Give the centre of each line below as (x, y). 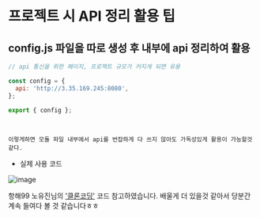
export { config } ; (40, 110)
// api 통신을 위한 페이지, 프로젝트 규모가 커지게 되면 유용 (94, 67)
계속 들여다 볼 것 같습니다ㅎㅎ (54, 206)
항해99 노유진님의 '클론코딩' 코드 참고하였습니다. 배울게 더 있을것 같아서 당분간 (130, 196)
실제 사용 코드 (41, 164)
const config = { (37, 81)
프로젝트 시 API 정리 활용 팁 (92, 16)
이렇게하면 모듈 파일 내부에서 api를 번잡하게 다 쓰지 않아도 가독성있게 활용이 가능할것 (130, 140)
